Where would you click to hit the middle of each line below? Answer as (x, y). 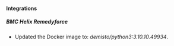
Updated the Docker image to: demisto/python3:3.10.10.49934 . (91, 37)
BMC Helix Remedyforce (37, 22)
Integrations (22, 8)
